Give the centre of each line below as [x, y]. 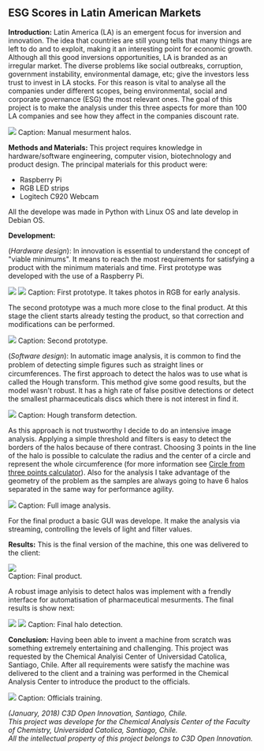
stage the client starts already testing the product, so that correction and [126, 316]
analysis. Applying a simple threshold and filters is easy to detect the [120, 438]
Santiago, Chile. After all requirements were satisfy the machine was [119, 665]
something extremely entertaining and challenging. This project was [118, 648]
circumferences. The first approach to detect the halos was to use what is [128, 374]
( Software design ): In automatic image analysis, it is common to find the [125, 355]
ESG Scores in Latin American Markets [105, 13]
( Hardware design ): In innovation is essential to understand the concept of [129, 250]
